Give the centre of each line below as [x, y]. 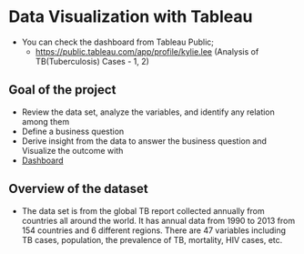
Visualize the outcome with [72, 150]
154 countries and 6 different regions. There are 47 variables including [154, 230]
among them [46, 121]
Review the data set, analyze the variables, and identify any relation [148, 112]
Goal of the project [62, 90]
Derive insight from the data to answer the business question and [144, 141]
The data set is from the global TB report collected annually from [143, 210]
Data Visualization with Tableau [131, 17]
